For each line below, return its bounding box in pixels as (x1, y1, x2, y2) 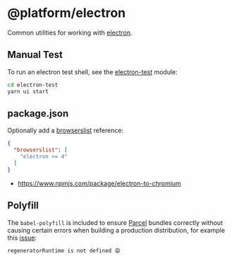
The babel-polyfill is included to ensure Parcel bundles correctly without (7, 218, 224, 227)
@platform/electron (7, 5, 126, 21)
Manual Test (7, 49, 63, 61)
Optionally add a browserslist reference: (7, 126, 124, 135)
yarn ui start (7, 88, 49, 95)
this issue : (7, 233, 37, 242)
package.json (7, 108, 69, 120)
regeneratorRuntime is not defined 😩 (7, 247, 121, 254)
